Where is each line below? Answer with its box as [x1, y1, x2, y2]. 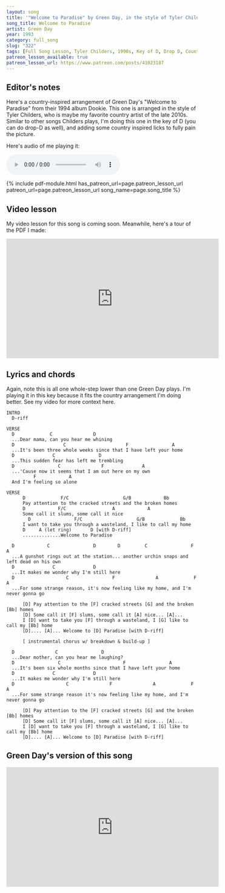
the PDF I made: [6, 227, 47, 234]
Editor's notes [6, 82, 61, 92]
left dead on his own [6, 558, 61, 565]
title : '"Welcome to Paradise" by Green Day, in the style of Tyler [6, 15, 183, 21]
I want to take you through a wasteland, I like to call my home [22, 521, 191, 527]
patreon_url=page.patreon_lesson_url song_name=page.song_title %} [6, 186, 181, 194]
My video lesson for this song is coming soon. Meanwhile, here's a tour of [6, 220, 191, 228]
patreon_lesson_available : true [6, 54, 88, 60]
